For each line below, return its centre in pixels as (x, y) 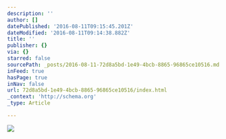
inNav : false (26, 84)
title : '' (21, 39)
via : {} (18, 52)
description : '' (30, 13)
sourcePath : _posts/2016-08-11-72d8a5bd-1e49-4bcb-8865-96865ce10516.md (113, 65)
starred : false (29, 58)
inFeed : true (26, 71)
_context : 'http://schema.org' (52, 97)
